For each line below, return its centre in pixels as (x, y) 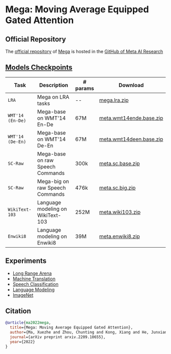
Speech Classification (35, 284)
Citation (18, 311)
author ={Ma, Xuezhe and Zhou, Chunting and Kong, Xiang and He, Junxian (89, 333)
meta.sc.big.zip (117, 188)
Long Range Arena (32, 273)
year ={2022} (23, 342)
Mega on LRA (53, 97)
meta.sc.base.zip (119, 163)
